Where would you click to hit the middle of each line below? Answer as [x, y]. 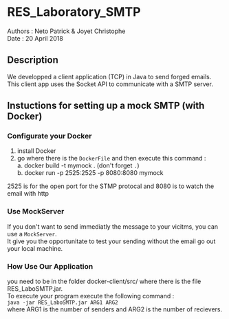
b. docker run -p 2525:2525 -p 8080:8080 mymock [90, 173]
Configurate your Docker [50, 136]
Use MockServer [36, 212]
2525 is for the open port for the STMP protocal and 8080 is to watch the [111, 186]
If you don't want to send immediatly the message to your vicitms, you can [113, 226]
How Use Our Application [50, 266]
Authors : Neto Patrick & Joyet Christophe [66, 31]
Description [33, 60]
